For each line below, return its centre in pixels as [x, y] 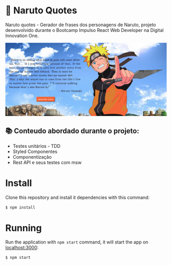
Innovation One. [22, 35]
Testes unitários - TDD [36, 146]
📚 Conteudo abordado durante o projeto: [72, 131]
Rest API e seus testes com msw [47, 162]
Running [24, 228]
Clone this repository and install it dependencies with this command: [78, 197]
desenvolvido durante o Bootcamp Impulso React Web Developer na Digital [84, 30]
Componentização [32, 157]
